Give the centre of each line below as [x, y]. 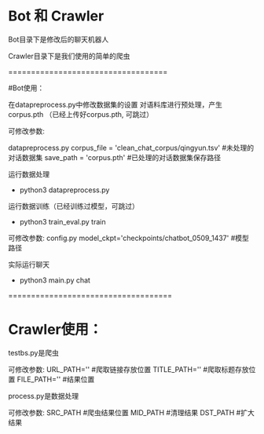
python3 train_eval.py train [62, 221]
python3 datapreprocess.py [64, 190]
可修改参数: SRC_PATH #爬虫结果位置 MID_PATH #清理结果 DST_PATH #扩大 [132, 412]
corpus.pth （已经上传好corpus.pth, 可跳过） [81, 114]
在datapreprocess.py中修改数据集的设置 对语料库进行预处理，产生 [115, 104]
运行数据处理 [29, 174]
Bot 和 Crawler [56, 16]
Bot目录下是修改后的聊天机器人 [59, 39]
